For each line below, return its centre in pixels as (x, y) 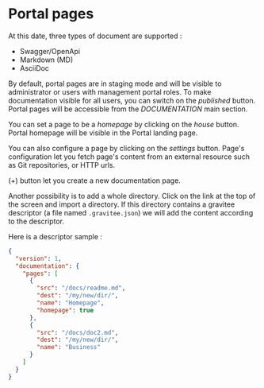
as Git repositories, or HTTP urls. (62, 165)
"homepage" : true (65, 310)
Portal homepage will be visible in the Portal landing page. (103, 133)
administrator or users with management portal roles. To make (110, 91)
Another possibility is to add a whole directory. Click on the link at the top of (132, 196)
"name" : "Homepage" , (71, 303)
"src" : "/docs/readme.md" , (81, 288)
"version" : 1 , (38, 258)
